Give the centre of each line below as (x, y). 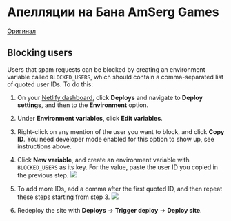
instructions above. (44, 146)
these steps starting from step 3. (63, 197)
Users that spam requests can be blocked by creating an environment (106, 69)
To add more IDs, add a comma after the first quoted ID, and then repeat (120, 189)
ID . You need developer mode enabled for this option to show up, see (116, 139)
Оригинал (22, 31)
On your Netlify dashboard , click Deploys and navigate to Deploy (110, 97)
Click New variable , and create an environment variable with (103, 160)
